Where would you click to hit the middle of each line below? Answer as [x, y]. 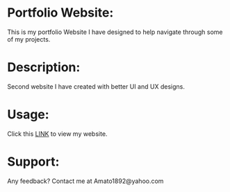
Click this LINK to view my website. [57, 134]
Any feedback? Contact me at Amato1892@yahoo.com [85, 181]
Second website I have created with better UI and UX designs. [96, 86]
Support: [33, 162]
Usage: [28, 115]
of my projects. [29, 39]
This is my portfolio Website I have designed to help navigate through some [115, 32]
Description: [44, 68]
